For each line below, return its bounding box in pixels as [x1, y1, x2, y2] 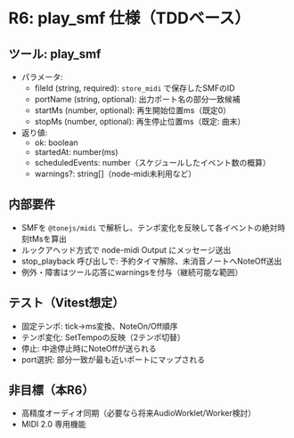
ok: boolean [34, 137, 78, 148]
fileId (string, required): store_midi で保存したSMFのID [34, 83, 235, 93]
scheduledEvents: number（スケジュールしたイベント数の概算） [34, 158, 271, 167]
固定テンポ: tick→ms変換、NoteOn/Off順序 [20, 320, 178, 331]
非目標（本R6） [8, 383, 94, 398]
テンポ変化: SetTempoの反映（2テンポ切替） [20, 331, 185, 343]
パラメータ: [20, 72, 63, 82]
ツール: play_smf [8, 46, 102, 61]
